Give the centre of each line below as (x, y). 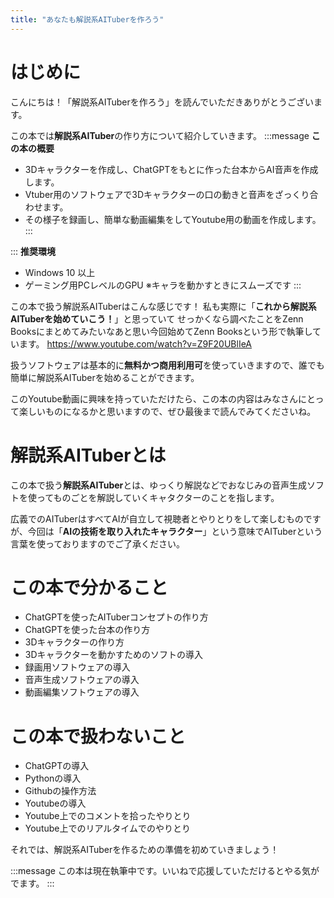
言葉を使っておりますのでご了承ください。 (97, 543)
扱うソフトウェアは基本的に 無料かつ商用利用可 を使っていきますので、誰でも (167, 365)
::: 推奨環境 (33, 251)
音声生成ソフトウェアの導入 (82, 680)
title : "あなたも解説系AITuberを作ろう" (87, 19)
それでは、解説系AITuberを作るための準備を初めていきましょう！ (145, 850)
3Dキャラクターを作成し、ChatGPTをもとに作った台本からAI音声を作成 (171, 169)
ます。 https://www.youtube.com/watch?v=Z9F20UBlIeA (135, 343)
